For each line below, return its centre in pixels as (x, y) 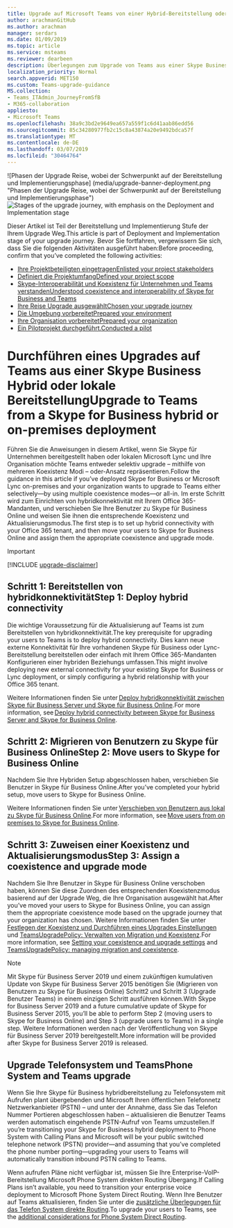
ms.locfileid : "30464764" (44, 156)
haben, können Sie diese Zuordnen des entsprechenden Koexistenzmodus (114, 891)
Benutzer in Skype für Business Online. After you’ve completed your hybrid (113, 787)
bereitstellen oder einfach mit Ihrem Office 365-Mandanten (132, 655)
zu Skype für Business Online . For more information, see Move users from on (116, 816)
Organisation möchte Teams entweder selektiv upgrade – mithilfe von (106, 464)
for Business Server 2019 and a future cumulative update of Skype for (107, 1006)
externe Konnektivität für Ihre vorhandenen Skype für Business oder (105, 647)
